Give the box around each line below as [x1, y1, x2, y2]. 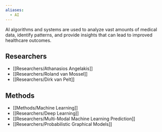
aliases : [5, 7, 24, 13]
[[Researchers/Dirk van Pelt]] [12, 76, 75, 82]
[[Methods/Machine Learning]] [12, 105, 78, 111]
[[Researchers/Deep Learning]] [12, 111, 79, 117]
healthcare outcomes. [5, 37, 52, 43]
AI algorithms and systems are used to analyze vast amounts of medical [5, 26, 157, 32]
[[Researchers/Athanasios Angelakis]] [12, 65, 93, 72]
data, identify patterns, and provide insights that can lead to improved [5, 32, 153, 38]
